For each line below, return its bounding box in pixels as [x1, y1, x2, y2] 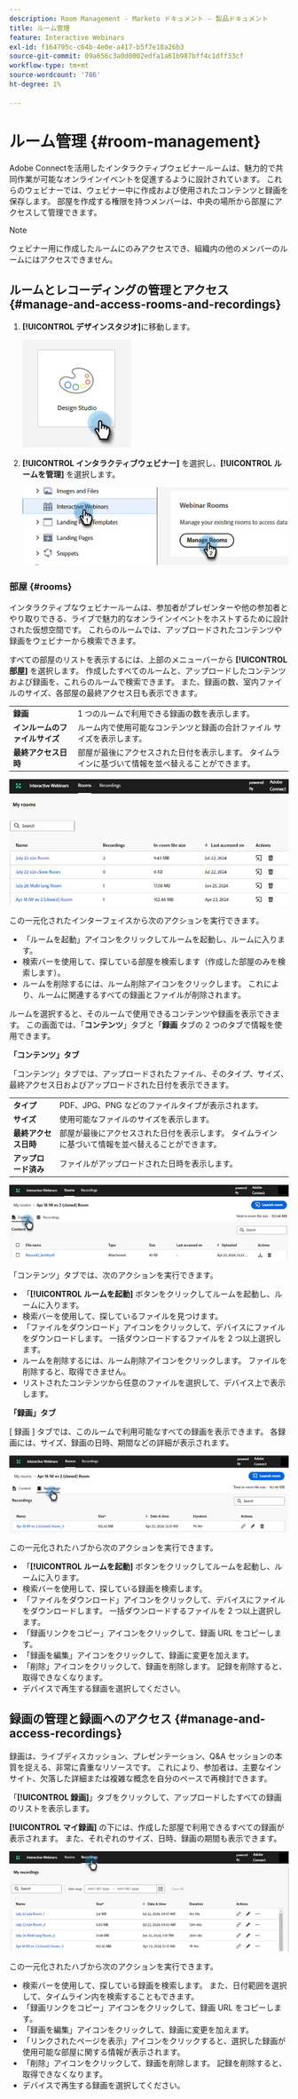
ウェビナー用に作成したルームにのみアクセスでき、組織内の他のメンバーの [9, 242, 280, 253]
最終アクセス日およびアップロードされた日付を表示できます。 [9, 1079, 233, 1089]
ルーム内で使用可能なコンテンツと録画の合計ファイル [77, 722, 272, 733]
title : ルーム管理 [9, 23, 71, 33]
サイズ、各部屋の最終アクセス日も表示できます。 [24, 687, 202, 698]
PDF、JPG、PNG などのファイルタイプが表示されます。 [59, 1099, 263, 1110]
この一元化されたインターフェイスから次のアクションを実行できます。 [9, 915, 264, 925]
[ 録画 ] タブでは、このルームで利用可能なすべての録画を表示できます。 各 [9, 1426, 278, 1437]
